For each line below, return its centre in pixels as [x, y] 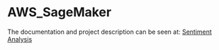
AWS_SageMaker [60, 12]
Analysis [20, 39]
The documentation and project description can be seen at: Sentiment [110, 32]
